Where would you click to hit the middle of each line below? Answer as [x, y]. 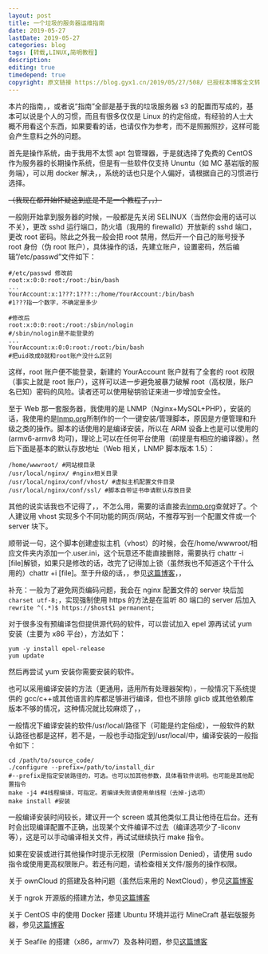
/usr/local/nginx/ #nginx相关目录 [63, 473]
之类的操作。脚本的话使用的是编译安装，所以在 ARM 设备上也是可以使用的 [137, 428]
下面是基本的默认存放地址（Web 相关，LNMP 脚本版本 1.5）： [115, 448]
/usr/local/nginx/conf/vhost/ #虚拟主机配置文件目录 [92, 482]
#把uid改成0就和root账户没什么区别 [60, 355]
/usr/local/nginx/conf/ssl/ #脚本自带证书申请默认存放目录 [100, 490]
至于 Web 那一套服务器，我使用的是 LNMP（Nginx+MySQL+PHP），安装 [126, 408]
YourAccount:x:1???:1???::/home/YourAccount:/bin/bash [101, 294]
